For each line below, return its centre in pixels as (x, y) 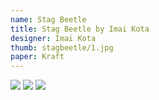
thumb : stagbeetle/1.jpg (62, 47)
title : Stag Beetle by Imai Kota (80, 29)
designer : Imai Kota (53, 38)
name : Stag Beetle (48, 19)
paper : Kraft (37, 57)
